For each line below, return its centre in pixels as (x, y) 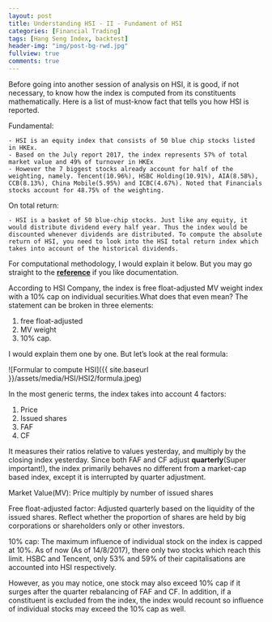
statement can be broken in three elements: (81, 305)
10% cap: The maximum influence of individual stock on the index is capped (136, 541)
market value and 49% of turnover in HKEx (81, 162)
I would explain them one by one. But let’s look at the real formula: (118, 354)
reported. (24, 109)
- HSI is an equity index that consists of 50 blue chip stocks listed (132, 140)
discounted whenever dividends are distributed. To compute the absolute (136, 234)
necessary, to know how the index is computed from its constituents (122, 92)
